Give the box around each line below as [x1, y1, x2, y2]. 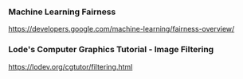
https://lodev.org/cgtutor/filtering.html [8, 62, 133, 71]
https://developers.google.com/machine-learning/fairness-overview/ [8, 24, 235, 34]
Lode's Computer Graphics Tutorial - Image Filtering [8, 44, 214, 55]
